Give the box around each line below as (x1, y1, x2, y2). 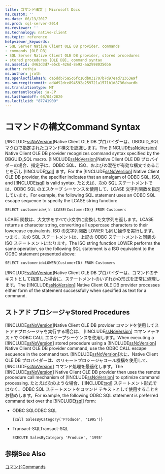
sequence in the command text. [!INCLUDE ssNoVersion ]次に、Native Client (5, 351, 158, 357)
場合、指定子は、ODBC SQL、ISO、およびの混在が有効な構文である (18, 162, 156, 168)
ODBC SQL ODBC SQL (12, 407, 57, 413)
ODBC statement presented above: (5, 251, 76, 257)
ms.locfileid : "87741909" (5, 99, 58, 104)
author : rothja (5, 67, 36, 72)
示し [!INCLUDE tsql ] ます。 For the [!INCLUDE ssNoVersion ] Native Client (13, 168, 160, 175)
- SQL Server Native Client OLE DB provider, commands (5, 44, 120, 49)
